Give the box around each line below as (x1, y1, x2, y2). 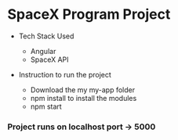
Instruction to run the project (18, 70, 111, 79)
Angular (30, 46, 56, 56)
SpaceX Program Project (7, 5, 171, 23)
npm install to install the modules (30, 93, 137, 102)
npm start (30, 102, 62, 111)
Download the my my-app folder (30, 84, 135, 95)
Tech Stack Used (18, 31, 74, 41)
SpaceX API (30, 55, 69, 64)
